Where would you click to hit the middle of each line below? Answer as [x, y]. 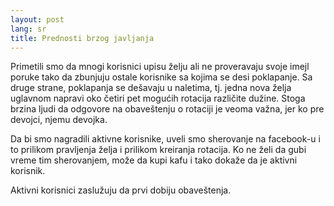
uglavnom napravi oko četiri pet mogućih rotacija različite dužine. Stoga [158, 98]
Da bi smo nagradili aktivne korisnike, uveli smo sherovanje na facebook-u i [165, 139]
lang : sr [28, 29]
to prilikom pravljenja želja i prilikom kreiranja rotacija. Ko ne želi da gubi [158, 150]
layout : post [37, 19]
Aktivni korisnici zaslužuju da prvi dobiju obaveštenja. [121, 190]
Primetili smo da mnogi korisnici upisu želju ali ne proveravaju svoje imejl [160, 67]
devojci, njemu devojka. [59, 120]
